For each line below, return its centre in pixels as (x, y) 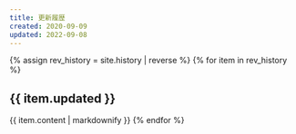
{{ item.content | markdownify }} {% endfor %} (97, 120)
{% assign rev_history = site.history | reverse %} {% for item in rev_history (148, 61)
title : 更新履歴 (37, 18)
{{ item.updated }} (63, 98)
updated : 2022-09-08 (49, 34)
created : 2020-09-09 (49, 26)
